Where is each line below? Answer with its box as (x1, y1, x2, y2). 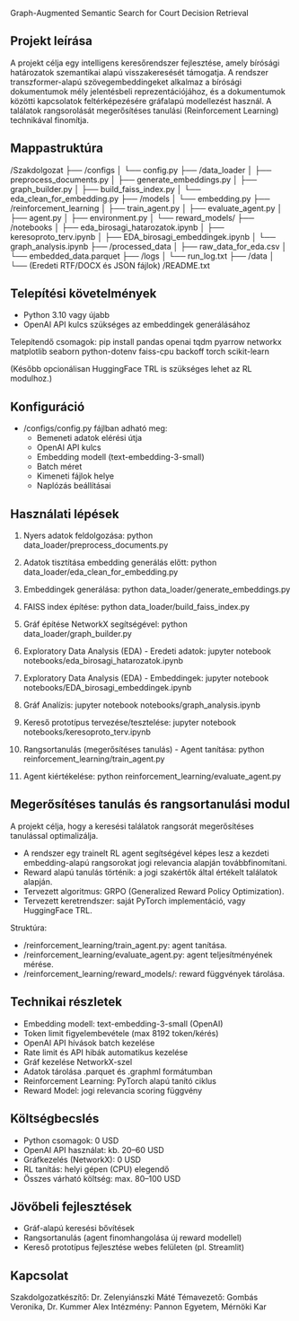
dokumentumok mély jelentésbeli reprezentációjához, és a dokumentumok (10, 85, 286, 97)
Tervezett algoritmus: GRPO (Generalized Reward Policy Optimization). (22, 885, 285, 896)
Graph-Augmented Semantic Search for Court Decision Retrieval (10, 8, 250, 18)
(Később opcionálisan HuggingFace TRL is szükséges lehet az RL (10, 364, 252, 374)
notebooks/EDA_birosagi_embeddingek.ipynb (22, 683, 192, 693)
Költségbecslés (10, 1111, 100, 1126)
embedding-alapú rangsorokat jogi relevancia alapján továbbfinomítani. (22, 857, 287, 867)
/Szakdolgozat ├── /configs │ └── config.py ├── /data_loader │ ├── (10, 164, 272, 175)
